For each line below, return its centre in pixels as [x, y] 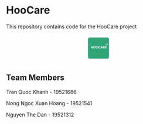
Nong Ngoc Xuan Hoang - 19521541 [49, 103]
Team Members [35, 78]
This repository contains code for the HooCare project [71, 26]
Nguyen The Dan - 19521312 [40, 115]
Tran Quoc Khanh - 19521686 [42, 92]
